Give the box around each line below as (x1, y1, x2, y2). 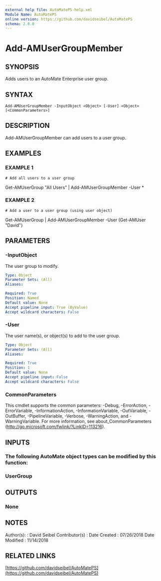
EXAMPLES (5, 149, 41, 158)
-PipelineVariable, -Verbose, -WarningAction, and (27, 413, 129, 419)
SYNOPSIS (5, 62, 39, 71)
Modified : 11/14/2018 (5, 537, 49, 543)
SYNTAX (5, 90, 33, 99)
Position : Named (5, 296, 39, 301)
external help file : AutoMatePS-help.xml (5, 7, 93, 12)
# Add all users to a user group (5, 175, 75, 180)
